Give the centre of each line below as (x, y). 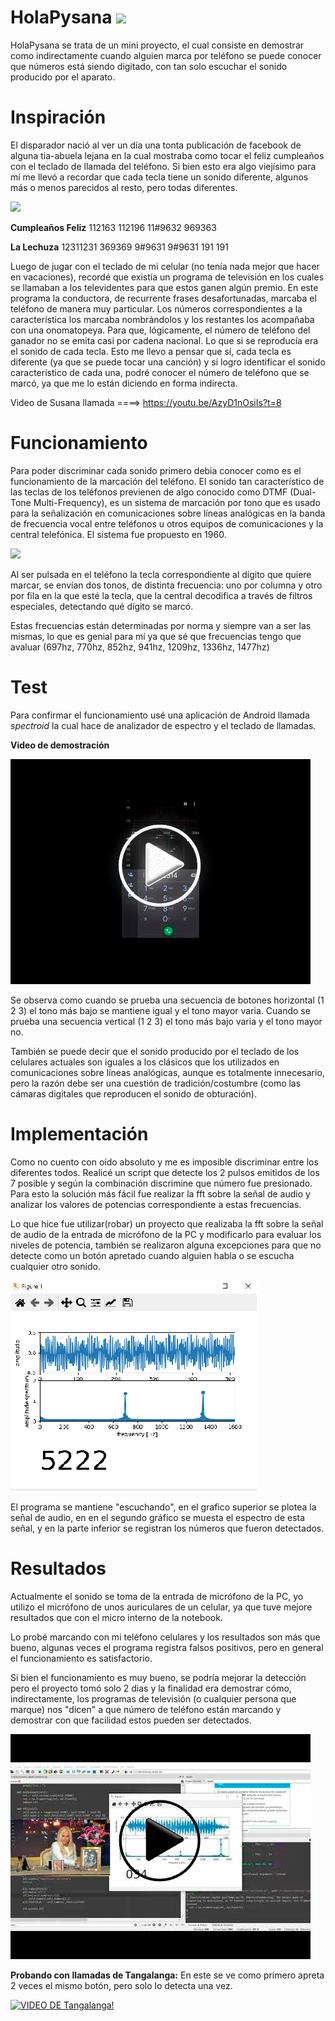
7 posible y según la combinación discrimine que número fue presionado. (161, 1183)
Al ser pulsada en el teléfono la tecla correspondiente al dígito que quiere (161, 574)
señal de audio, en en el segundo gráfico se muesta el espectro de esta (158, 1517)
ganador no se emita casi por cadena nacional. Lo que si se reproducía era (164, 340)
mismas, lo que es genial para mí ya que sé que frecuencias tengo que (156, 636)
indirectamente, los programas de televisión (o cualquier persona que (153, 1698)
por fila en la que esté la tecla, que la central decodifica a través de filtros (161, 595)
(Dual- (303, 492)
